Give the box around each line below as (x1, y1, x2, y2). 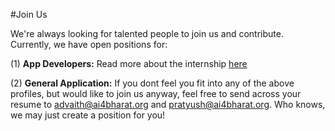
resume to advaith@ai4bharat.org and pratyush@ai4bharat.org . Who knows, (10, 99, 326, 110)
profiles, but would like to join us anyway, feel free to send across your (10, 88, 302, 99)
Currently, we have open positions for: (10, 39, 168, 50)
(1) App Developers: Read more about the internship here (10, 58, 248, 69)
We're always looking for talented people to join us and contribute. (10, 28, 284, 39)
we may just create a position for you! (10, 109, 166, 121)
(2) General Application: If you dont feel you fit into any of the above (10, 77, 295, 89)
